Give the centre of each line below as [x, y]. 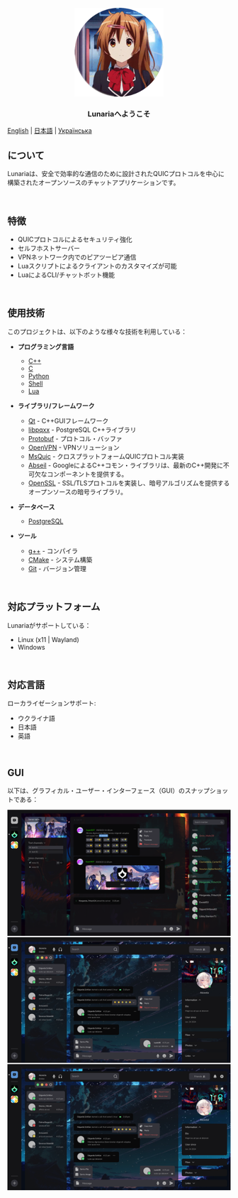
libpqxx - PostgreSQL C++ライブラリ [82, 430]
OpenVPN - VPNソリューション [74, 447]
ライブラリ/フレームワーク [56, 405]
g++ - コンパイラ [53, 550]
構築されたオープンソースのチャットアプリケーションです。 [93, 183]
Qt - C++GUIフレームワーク [68, 420]
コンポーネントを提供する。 [87, 474]
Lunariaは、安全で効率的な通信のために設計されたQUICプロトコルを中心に [116, 174]
